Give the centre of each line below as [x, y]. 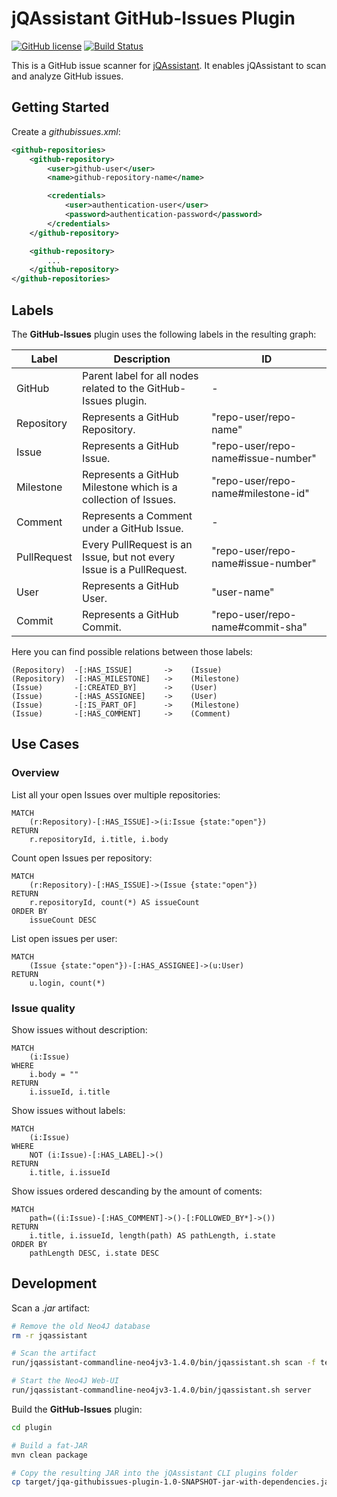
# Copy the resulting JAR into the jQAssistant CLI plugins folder [155, 1473]
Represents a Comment [137, 515]
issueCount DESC [63, 920]
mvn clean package [49, 1455]
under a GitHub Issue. [133, 528]
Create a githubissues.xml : [66, 131]
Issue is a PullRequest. [135, 569]
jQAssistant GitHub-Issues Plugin [153, 18]
